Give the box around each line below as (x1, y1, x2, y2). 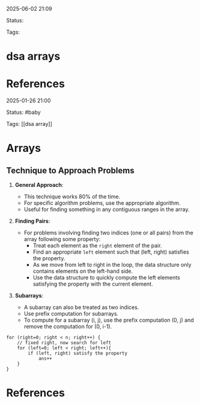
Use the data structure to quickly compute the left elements (32, 274, 180, 281)
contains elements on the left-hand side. (32, 267, 133, 275)
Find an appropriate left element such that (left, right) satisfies (32, 248, 189, 255)
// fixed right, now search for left (17, 340, 112, 346)
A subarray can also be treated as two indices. (23, 304, 139, 311)
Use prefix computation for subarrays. (23, 310, 119, 317)
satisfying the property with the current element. (32, 280, 153, 288)
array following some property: (23, 236, 101, 243)
